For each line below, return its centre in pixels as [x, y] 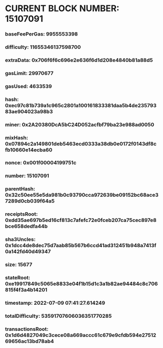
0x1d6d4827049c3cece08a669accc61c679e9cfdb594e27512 [81, 335]
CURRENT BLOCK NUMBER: [62, 9]
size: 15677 [19, 265]
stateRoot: [18, 278]
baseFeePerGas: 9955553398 [41, 34]
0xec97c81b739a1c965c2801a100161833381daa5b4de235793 [81, 105]
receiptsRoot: [21, 214]
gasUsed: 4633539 [28, 86]
